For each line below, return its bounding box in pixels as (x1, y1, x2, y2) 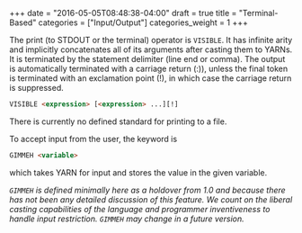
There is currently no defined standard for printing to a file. (9, 116, 227, 127)
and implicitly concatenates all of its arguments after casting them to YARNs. (9, 44, 293, 55)
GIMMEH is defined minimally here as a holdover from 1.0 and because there (9, 184, 286, 195)
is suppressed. (9, 83, 65, 93)
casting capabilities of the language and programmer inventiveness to (9, 203, 271, 214)
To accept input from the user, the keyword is (9, 133, 178, 144)
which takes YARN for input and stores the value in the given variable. (9, 166, 268, 178)
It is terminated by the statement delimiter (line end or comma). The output (9, 54, 286, 64)
